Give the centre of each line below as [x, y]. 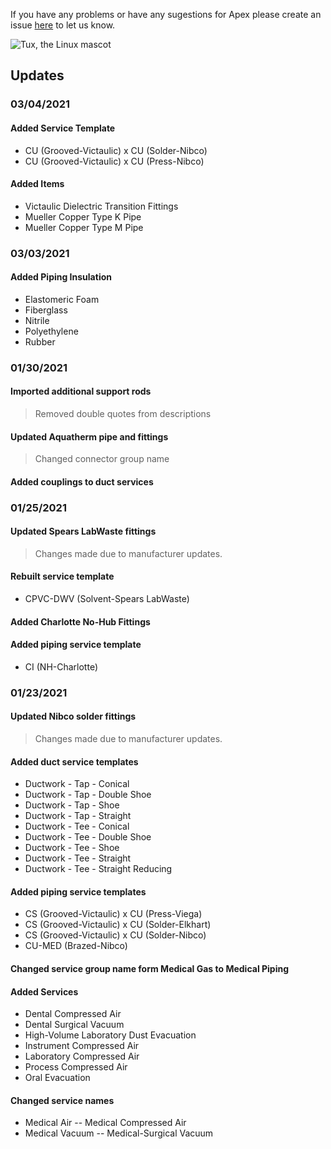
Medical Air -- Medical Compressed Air [105, 1123]
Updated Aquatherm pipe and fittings [89, 436]
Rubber [40, 341]
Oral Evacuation [57, 1078]
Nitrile [37, 320]
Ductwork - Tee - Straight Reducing [98, 869]
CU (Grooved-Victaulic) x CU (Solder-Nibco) [116, 150]
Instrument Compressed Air [82, 1046]
